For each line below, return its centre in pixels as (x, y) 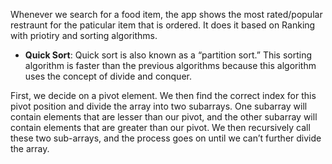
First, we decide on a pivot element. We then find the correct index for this (163, 95)
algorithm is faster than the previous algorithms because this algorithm (170, 65)
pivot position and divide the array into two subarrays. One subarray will (159, 106)
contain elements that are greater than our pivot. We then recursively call (160, 127)
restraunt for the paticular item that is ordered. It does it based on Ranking (163, 25)
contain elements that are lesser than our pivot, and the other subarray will (164, 117)
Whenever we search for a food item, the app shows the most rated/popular (166, 14)
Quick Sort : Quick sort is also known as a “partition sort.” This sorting (168, 55)
